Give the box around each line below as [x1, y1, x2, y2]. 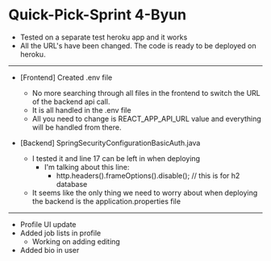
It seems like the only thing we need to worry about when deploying [31, 188, 258, 197]
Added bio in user [19, 245, 80, 255]
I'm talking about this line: [44, 162, 130, 172]
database [56, 179, 88, 188]
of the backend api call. [31, 97, 110, 106]
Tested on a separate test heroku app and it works [19, 32, 188, 42]
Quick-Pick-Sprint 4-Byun [8, 6, 187, 24]
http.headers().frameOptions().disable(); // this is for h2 [56, 171, 240, 180]
